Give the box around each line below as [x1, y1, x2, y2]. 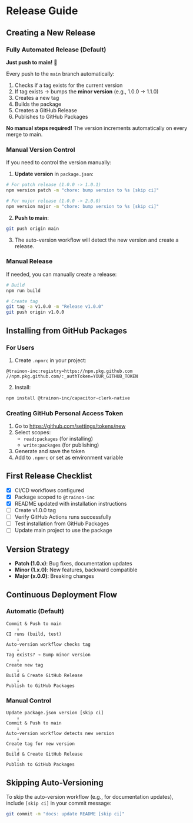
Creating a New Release [6, 28, 96, 38]
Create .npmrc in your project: [14, 356, 86, 364]
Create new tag [6, 662, 44, 668]
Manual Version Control [6, 145, 75, 154]
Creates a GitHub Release [14, 106, 78, 113]
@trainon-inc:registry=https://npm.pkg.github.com [6, 368, 133, 374]
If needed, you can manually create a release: [6, 271, 117, 278]
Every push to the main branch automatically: [6, 70, 115, 77]
